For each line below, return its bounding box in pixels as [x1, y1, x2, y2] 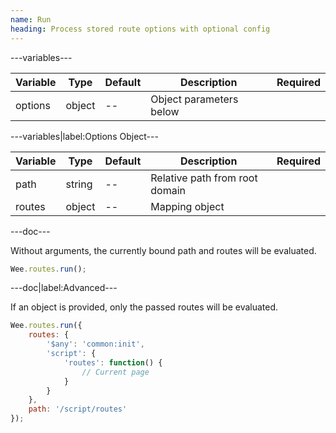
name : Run [10, 14, 52, 25]
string [65, 177, 93, 191]
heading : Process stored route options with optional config [10, 24, 271, 34]
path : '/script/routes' [28, 404, 128, 415]
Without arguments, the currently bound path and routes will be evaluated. [10, 244, 317, 256]
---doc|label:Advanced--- [10, 282, 118, 294]
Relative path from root [150, 171, 258, 185]
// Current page [81, 367, 150, 377]
